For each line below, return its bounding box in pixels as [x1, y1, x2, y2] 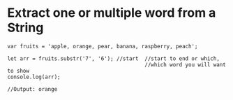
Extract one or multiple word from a [7, 5, 216, 21]
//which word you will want [144, 61, 227, 68]
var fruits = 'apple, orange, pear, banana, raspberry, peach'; [7, 43, 198, 50]
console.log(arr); [7, 73, 61, 80]
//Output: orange [7, 85, 58, 92]
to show [7, 67, 30, 74]
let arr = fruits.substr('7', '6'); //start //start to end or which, [7, 55, 220, 62]
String [7, 20, 44, 36]
